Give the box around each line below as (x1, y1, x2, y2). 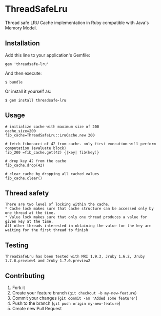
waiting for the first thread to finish (5, 228, 89, 233)
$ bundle (5, 79, 23, 84)
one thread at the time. (5, 211, 56, 215)
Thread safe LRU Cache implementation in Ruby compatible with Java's (5, 20, 149, 26)
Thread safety (5, 189, 49, 197)
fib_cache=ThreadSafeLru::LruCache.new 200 (5, 132, 95, 138)
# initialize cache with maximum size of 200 (5, 124, 99, 129)
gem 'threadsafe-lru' (5, 61, 49, 67)
